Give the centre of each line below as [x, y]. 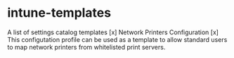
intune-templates [59, 13]
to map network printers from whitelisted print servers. [86, 47]
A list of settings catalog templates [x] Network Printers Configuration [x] [113, 32]
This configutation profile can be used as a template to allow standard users [117, 39]
